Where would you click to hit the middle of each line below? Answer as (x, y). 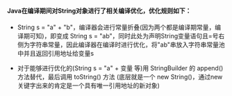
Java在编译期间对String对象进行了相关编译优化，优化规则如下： (99, 10)
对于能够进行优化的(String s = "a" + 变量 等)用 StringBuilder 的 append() (120, 68)
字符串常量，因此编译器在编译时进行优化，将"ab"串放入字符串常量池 (127, 45)
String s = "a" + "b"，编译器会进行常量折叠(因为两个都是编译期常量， (116, 27)
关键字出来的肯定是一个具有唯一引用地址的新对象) (88, 86)
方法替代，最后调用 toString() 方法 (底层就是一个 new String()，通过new (120, 77)
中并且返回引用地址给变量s (56, 54)
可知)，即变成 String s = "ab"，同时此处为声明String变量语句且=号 (124, 36)
